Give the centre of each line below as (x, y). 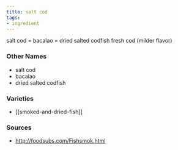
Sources (19, 127)
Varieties (20, 98)
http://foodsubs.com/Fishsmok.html (60, 141)
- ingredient (23, 23)
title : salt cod (27, 12)
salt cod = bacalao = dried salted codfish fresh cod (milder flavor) (89, 41)
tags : (13, 18)
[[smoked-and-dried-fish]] (49, 112)
